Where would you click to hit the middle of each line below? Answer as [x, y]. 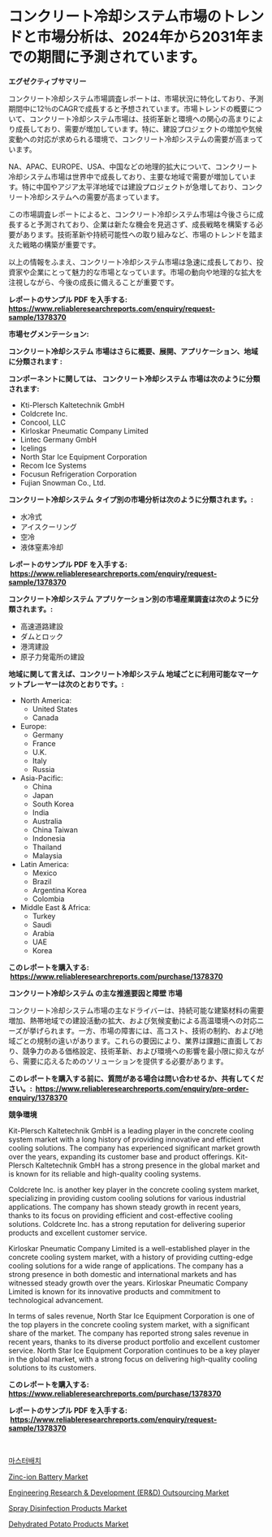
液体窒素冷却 [41, 547]
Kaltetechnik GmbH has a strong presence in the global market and [147, 1165]
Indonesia [49, 838]
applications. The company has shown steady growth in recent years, [125, 1207]
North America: [45, 700]
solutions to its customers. [52, 1367]
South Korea [53, 804]
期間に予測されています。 [121, 57]
